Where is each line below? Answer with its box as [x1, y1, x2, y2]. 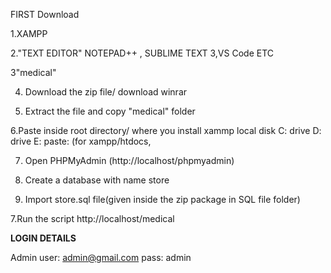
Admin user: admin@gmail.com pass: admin [10, 252, 192, 263]
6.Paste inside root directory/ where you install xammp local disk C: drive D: [10, 125, 322, 136]
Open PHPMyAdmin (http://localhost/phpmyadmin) [24, 155, 235, 166]
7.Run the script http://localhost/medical [10, 213, 175, 224]
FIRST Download [10, 9, 80, 20]
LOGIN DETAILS [10, 232, 77, 244]
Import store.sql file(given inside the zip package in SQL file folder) [24, 194, 301, 205]
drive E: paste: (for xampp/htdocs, [10, 135, 152, 147]
